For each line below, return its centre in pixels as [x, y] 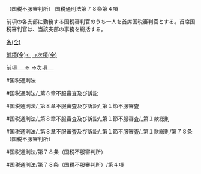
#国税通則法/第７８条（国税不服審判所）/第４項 [65, 165]
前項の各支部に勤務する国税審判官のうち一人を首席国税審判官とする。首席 [98, 22]
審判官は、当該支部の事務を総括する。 [58, 29]
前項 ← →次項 [27, 67]
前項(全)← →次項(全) [32, 55]
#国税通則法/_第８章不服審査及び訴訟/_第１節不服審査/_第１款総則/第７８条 [100, 132]
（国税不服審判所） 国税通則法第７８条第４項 [62, 9]
